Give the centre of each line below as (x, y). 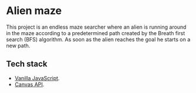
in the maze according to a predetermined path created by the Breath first (96, 33)
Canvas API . (29, 84)
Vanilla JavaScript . (37, 78)
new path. (18, 46)
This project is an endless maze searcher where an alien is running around (96, 27)
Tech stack (27, 64)
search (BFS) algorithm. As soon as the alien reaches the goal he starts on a (98, 39)
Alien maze (34, 11)
